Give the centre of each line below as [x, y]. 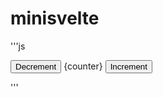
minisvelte [55, 18]
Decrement [36, 66]
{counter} [83, 66]
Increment [128, 66]
